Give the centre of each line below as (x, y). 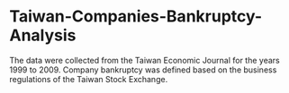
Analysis (43, 35)
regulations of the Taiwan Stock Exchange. (89, 79)
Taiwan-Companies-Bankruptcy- (136, 17)
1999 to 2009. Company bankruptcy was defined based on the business (143, 70)
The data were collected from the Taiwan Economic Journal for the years (145, 60)
